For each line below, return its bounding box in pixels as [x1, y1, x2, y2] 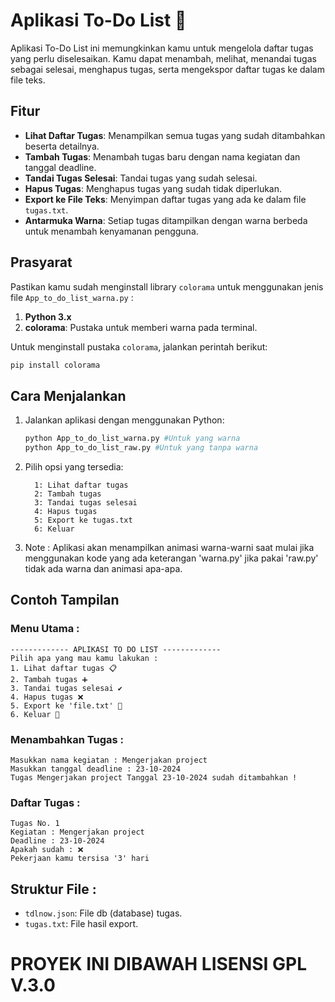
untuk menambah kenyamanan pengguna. [24, 225, 199, 237]
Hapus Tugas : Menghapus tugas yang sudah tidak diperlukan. [24, 182, 283, 194]
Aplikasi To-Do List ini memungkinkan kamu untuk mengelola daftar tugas [10, 42, 314, 54]
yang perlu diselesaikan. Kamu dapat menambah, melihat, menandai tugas [10, 52, 317, 64]
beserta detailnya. [24, 140, 100, 152]
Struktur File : [10, 880, 97, 898]
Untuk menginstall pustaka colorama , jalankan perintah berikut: [10, 340, 268, 353]
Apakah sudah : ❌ [10, 845, 84, 855]
